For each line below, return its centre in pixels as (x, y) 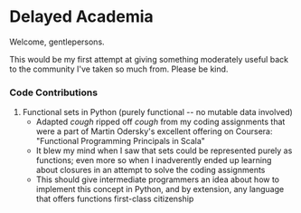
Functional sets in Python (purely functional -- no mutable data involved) (158, 112)
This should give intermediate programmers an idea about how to (158, 179)
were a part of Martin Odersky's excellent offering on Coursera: (154, 131)
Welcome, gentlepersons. (57, 42)
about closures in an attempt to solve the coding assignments (150, 170)
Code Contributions (53, 92)
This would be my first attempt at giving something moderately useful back (149, 59)
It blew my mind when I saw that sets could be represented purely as (164, 150)
